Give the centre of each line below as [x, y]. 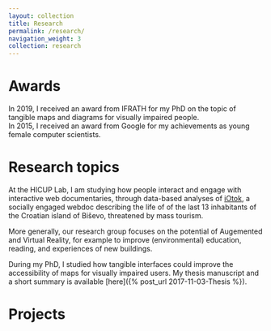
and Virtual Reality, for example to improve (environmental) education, [125, 240]
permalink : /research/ [47, 31]
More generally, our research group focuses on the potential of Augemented [135, 231]
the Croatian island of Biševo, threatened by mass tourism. [106, 215]
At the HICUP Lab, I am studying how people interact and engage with [125, 190]
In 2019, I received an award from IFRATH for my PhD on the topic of [122, 109]
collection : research [45, 46]
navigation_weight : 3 [45, 39]
